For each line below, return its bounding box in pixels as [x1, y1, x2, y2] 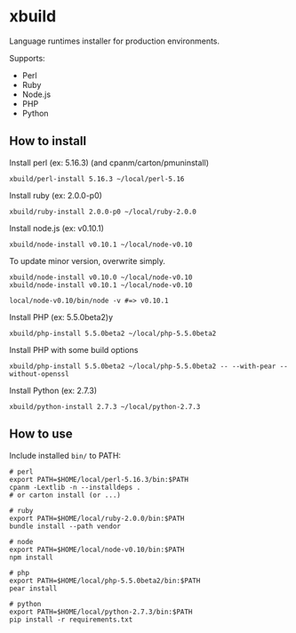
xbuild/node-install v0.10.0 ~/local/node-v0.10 [9, 273, 193, 282]
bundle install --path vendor [9, 522, 122, 531]
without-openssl [9, 369, 69, 379]
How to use [9, 427, 73, 442]
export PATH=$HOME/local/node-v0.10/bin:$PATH [9, 545, 185, 554]
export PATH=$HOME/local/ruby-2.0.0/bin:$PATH [9, 514, 185, 523]
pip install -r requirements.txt [9, 615, 133, 624]
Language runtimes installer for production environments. [9, 36, 220, 46]
